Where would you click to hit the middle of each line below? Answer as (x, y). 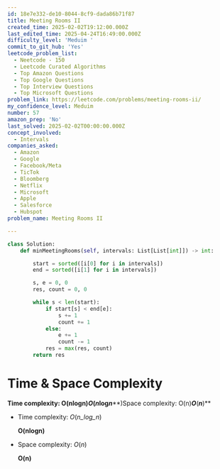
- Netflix (28, 185)
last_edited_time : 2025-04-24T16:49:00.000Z (74, 34)
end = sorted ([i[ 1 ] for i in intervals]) (95, 270)
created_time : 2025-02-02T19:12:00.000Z (68, 27)
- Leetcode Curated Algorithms (60, 67)
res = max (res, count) (79, 348)
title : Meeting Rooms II (44, 21)
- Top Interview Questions (54, 87)
